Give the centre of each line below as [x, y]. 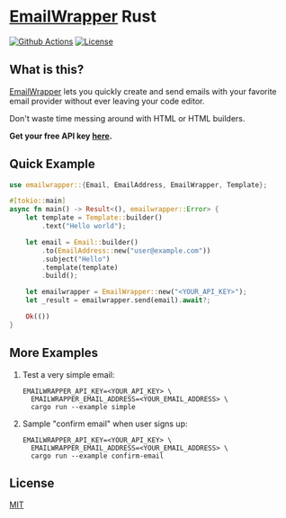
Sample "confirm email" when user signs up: [105, 424]
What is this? [47, 70]
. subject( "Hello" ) [76, 259]
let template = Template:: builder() [94, 218]
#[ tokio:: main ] [38, 201]
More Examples [54, 353]
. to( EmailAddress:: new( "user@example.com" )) [126, 250]
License [32, 483]
